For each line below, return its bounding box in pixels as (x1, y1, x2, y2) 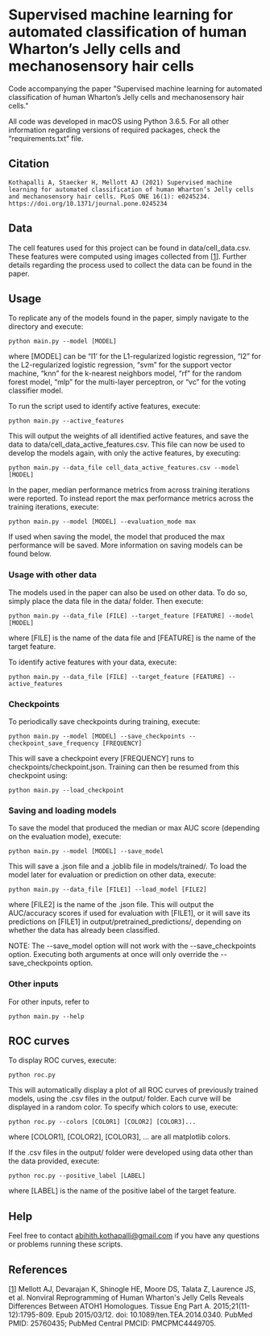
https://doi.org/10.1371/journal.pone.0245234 (8, 199, 168, 207)
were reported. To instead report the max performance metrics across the (8, 493, 254, 503)
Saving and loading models (8, 805, 117, 816)
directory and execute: (8, 322, 84, 331)
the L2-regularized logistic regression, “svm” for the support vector (8, 360, 232, 370)
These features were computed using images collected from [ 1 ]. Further (8, 252, 247, 261)
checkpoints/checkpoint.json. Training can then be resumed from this (8, 762, 239, 772)
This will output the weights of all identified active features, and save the (8, 431, 249, 441)
